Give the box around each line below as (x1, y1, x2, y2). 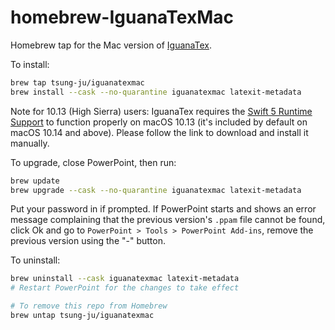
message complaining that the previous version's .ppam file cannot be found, (10, 214, 326, 226)
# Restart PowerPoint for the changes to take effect (10, 283, 240, 293)
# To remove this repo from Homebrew (10, 301, 168, 311)
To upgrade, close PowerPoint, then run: (10, 156, 177, 168)
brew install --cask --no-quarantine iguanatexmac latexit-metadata (10, 87, 302, 97)
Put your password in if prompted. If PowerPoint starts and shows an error (10, 203, 317, 215)
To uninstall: (10, 254, 61, 266)
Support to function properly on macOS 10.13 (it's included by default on (10, 116, 308, 128)
